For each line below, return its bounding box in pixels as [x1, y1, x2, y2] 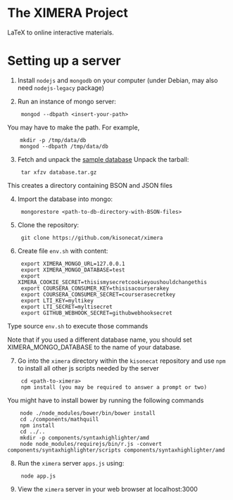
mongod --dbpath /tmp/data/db [20, 143, 109, 150]
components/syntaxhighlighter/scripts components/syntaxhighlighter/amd [7, 447, 225, 454]
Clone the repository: [17, 220, 80, 229]
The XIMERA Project [7, 5, 129, 21]
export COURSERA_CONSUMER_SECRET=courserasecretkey [20, 290, 176, 298]
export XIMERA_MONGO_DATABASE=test [20, 266, 125, 274]
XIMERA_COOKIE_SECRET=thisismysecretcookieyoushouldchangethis [17, 278, 208, 286]
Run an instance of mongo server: [17, 97, 116, 105]
